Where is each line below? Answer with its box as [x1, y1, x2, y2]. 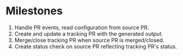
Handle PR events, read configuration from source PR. [14, 24, 149, 31]
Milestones [5, 4, 63, 18]
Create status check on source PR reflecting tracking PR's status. [14, 43, 178, 50]
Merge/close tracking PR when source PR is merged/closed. [14, 36, 164, 43]
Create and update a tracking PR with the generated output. [14, 30, 164, 37]
